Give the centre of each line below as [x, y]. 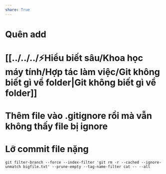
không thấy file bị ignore [57, 127]
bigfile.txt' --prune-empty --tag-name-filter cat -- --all [87, 167]
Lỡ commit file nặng [47, 149]
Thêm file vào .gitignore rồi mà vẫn [79, 116]
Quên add [26, 34]
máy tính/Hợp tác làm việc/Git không [83, 72]
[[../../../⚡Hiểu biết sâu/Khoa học [74, 58]
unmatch [13, 167]
